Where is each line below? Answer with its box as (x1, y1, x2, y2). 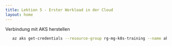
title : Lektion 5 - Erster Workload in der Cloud (5, 7, 114, 13)
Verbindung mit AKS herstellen (5, 26, 70, 32)
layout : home (5, 12, 33, 17)
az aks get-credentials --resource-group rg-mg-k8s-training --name (12, 36, 161, 41)
